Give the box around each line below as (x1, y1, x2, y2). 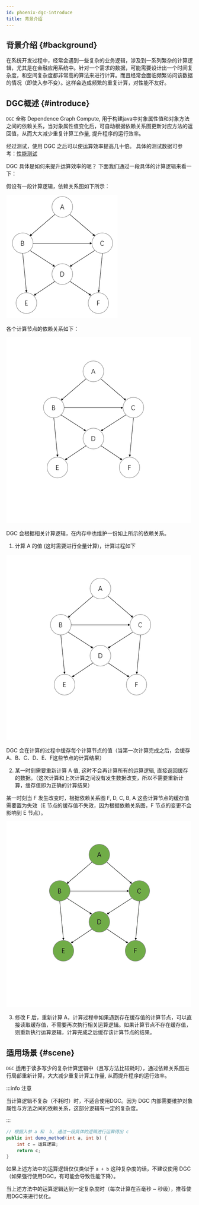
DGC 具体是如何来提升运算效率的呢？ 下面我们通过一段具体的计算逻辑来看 (6, 163, 187, 170)
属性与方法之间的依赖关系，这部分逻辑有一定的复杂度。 (6, 1105, 141, 1112)
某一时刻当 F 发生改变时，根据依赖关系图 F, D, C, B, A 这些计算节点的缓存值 (6, 795, 190, 802)
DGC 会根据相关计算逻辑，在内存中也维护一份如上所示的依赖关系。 (6, 530, 170, 537)
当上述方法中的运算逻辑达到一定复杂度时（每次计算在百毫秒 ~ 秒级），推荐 (6, 1185, 187, 1193)
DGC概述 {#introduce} (6, 98, 90, 108)
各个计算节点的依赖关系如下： (6, 325, 79, 333)
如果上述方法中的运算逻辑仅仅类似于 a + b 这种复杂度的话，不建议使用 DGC (6, 1165, 191, 1172)
